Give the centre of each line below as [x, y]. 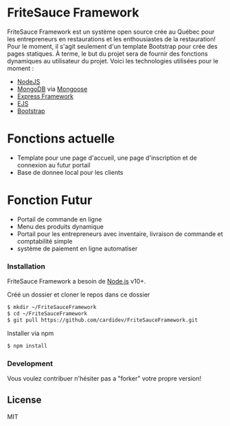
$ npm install [27, 345]
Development [30, 363]
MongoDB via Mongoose [52, 89]
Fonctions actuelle [61, 139]
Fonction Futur [50, 200]
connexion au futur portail [54, 165]
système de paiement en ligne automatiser [77, 248]
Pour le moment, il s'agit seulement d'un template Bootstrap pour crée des [112, 46]
